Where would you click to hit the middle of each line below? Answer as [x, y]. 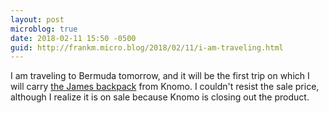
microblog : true [44, 29]
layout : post [37, 19]
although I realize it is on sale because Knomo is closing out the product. [160, 97]
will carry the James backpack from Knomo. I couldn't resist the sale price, [165, 87]
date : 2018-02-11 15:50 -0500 [73, 38]
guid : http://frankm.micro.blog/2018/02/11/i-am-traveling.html [147, 47]
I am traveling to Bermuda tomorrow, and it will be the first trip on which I [160, 76]
